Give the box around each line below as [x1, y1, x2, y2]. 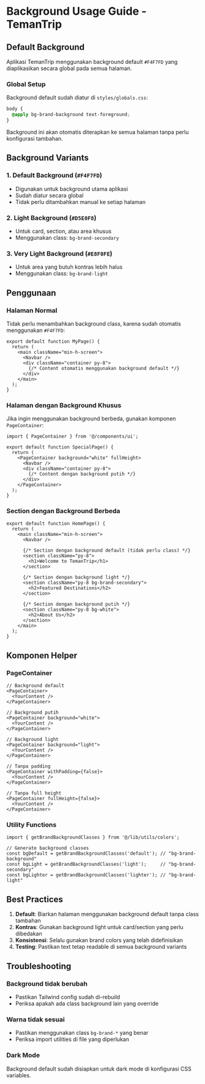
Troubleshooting [6, 960, 72, 972]
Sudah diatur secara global [15, 192, 84, 199]
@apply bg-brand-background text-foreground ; [12, 112, 131, 118]
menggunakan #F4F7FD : [6, 326, 66, 334]
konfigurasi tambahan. [6, 135, 63, 142]
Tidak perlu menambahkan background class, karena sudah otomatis [6, 320, 181, 327]
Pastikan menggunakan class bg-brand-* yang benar [15, 1029, 149, 1037]
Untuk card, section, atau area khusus [15, 227, 112, 235]
